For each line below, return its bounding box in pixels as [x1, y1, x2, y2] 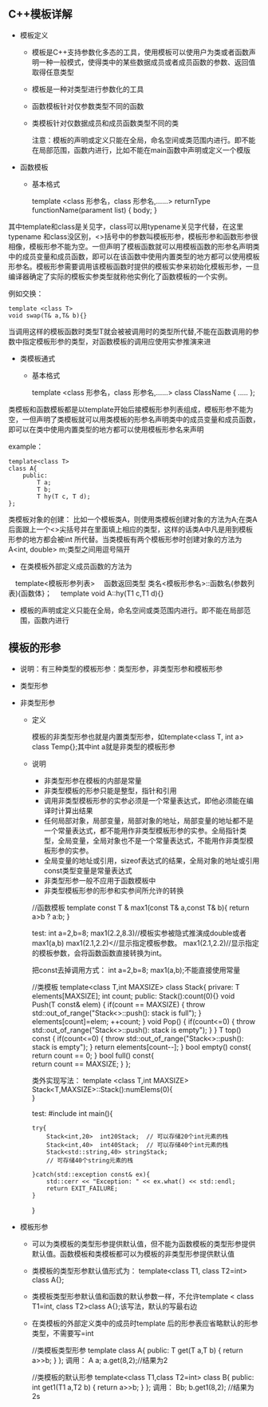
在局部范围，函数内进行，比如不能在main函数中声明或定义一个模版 [31, 145, 251, 154]
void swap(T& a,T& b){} [8, 311, 88, 320]
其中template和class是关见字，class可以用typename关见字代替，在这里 [8, 221, 244, 231]
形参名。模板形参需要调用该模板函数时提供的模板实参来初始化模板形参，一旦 [8, 261, 260, 271]
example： [8, 441, 44, 451]
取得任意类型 [31, 67, 74, 77]
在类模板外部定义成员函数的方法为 [19, 561, 132, 571]
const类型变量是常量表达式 [43, 866, 133, 875]
